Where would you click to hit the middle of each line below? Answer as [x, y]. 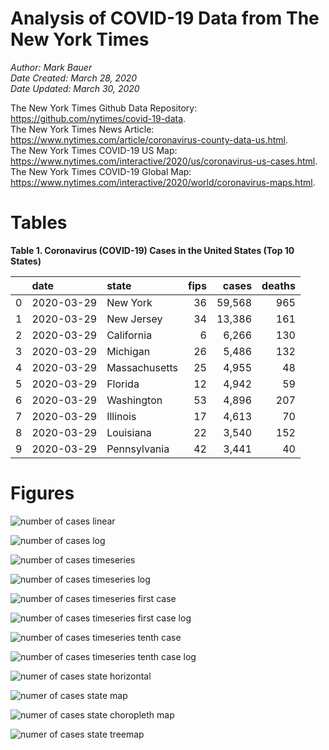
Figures [42, 493]
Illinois [121, 416]
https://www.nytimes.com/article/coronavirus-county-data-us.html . [149, 139]
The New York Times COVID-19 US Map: [94, 150]
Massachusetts [142, 367]
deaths [278, 285]
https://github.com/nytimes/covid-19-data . [98, 118]
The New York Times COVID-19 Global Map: [101, 171]
